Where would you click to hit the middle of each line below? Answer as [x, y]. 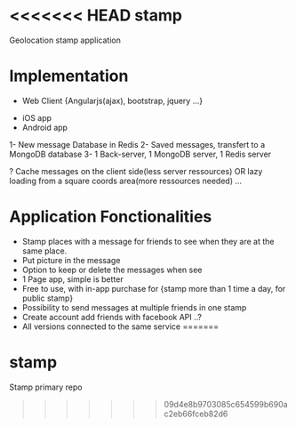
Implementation [69, 76]
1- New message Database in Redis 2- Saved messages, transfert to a [137, 144]
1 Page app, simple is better [72, 279]
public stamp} [48, 298]
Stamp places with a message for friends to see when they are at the [148, 241]
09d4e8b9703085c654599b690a [226, 404]
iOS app [36, 117]
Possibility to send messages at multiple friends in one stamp [134, 307]
